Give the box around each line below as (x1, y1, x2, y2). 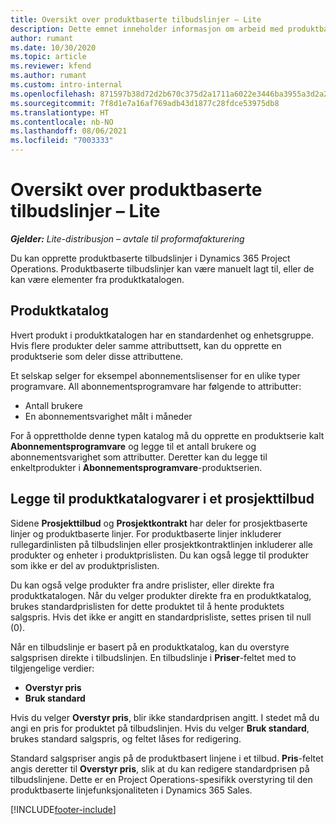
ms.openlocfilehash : (10, 89, 97, 99)
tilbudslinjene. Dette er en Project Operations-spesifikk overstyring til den (10, 773, 313, 785)
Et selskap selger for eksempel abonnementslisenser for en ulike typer (10, 369, 301, 381)
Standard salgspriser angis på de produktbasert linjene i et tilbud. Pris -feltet (10, 752, 324, 764)
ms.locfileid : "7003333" (10, 136, 114, 146)
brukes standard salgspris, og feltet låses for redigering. (10, 732, 242, 745)
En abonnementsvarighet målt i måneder (24, 410, 193, 422)
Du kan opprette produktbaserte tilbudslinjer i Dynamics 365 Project (10, 252, 291, 264)
